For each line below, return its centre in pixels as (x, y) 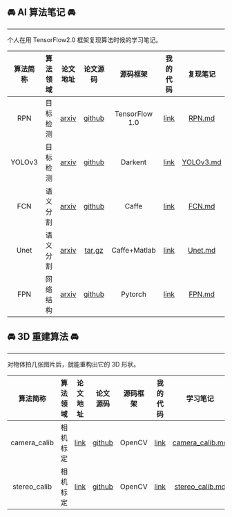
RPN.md (202, 118)
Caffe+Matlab (134, 250)
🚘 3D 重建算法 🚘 (43, 337)
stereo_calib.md (200, 487)
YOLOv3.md (202, 162)
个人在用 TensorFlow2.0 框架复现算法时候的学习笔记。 (85, 39)
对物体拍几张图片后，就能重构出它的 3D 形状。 (74, 364)
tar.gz (94, 250)
